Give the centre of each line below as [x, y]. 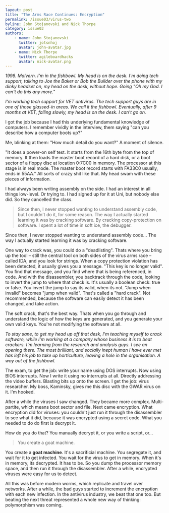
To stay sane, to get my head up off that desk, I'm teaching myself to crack [84, 334]
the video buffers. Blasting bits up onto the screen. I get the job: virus [77, 381]
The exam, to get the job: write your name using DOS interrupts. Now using [83, 370]
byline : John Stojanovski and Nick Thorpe [50, 24]
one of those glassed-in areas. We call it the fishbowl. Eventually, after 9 [81, 107]
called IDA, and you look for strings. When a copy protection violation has [81, 261]
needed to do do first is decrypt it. [41, 423]
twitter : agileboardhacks [46, 57]
